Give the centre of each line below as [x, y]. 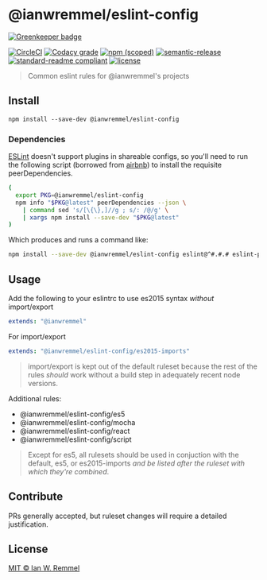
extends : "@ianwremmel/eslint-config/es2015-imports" [99, 351]
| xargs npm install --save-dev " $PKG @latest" [101, 217]
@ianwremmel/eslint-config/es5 [72, 414]
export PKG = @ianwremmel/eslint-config [80, 195]
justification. [29, 524]
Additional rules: [35, 398]
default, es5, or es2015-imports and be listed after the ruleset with [136, 463]
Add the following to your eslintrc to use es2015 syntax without [111, 298]
